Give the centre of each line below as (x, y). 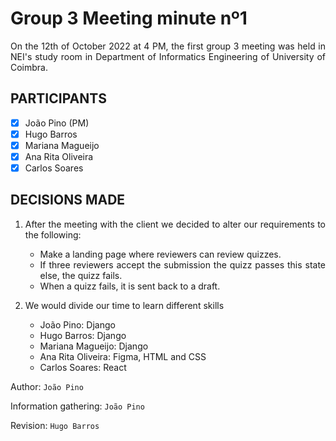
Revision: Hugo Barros (55, 425)
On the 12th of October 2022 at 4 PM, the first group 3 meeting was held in (168, 46)
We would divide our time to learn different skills (124, 305)
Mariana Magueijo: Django (94, 346)
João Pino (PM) (57, 123)
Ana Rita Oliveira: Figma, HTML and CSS (123, 356)
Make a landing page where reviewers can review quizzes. (160, 254)
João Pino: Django (77, 324)
